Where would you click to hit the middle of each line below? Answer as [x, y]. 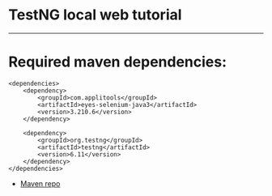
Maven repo [40, 183]
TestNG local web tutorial [95, 15]
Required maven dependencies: [118, 62]
